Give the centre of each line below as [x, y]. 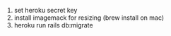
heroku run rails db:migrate [53, 25]
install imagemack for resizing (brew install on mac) [89, 18]
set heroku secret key [46, 10]
